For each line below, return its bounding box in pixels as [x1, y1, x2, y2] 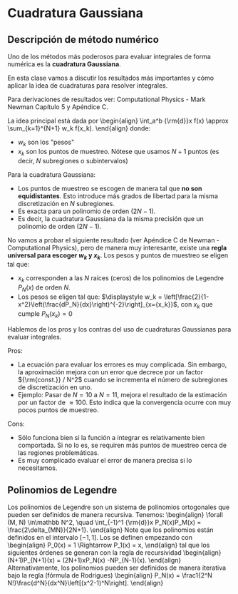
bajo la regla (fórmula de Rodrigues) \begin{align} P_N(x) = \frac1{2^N [7, 571, 212, 580]
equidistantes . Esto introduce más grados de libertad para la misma [17, 191, 219, 200]
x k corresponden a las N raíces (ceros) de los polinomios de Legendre [17, 274, 224, 285]
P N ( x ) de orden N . [17, 283, 71, 293]
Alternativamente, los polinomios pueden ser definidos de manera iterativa [7, 563, 227, 572]
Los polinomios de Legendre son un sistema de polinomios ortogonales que [7, 503, 230, 511]
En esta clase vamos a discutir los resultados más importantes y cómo [7, 73, 214, 82]
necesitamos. [17, 464, 58, 472]
